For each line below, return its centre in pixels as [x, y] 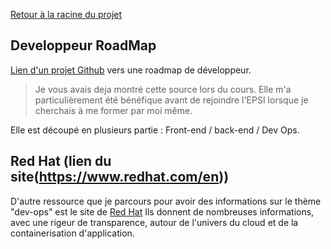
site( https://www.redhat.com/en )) [120, 177]
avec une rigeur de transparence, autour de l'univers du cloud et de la [154, 222]
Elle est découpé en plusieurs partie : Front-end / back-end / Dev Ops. [155, 130]
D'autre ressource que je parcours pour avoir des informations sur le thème [166, 201]
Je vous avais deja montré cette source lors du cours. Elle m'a [163, 89]
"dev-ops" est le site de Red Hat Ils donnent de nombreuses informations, [162, 211]
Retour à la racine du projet [66, 14]
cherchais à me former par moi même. [113, 110]
